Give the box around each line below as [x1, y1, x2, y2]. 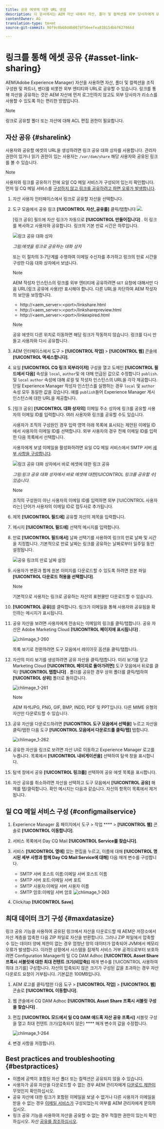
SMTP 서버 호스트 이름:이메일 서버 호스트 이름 [19, 871, 108, 877]
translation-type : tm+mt [5, 21, 56, 26]
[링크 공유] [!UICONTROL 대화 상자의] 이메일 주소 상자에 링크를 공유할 [12, 405, 146, 411]
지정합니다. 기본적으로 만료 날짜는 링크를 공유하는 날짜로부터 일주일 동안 [18, 541, 155, 546]
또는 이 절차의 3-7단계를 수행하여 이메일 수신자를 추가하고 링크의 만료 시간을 [12, 253, 158, 259]
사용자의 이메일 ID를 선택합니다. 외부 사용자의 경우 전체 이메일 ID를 [21, 428, 148, 434]
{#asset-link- [84, 52, 139, 63]
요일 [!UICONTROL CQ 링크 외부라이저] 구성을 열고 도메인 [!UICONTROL [12, 364, 154, 370]
